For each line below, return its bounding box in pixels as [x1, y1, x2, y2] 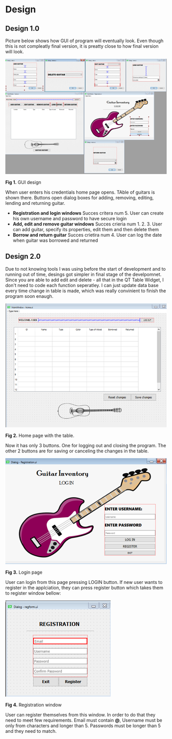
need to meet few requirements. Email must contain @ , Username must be [5, 717, 163, 723]
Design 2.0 [5, 252, 41, 261]
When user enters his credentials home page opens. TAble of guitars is [5, 189, 155, 195]
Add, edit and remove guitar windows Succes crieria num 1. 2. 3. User [12, 221, 162, 227]
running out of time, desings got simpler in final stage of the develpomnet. [5, 271, 162, 277]
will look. [5, 49, 24, 54]
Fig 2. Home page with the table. [5, 432, 75, 439]
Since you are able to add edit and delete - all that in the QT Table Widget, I [5, 276, 164, 283]
